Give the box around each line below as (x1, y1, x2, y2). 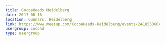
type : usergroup (5, 31, 40, 36)
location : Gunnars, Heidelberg (5, 17, 72, 22)
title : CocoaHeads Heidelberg (5, 7, 70, 13)
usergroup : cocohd (5, 26, 44, 31)
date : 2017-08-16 (5, 12, 42, 17)
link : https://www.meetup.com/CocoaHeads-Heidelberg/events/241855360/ (5, 21, 161, 27)
